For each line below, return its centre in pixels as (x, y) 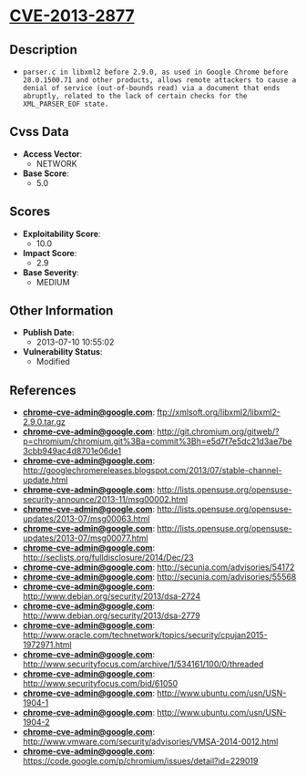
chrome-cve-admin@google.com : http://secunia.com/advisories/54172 (158, 567)
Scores (30, 212)
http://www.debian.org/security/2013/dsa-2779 (111, 615)
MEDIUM (53, 282)
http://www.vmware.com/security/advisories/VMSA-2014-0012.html (150, 742)
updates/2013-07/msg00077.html (85, 538)
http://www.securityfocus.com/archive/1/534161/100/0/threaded (143, 664)
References (43, 390)
